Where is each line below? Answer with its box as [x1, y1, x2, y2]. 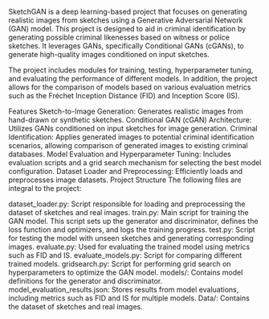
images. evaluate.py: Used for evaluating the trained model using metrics [8, 242, 251, 251]
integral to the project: [8, 184, 82, 193]
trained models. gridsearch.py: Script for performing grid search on [8, 259, 231, 268]
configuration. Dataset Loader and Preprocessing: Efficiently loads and [8, 167, 243, 176]
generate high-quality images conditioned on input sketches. [8, 50, 210, 59]
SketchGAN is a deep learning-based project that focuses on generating [8, 7, 247, 16]
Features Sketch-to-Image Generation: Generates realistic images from [8, 106, 243, 116]
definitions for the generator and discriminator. [8, 276, 163, 285]
